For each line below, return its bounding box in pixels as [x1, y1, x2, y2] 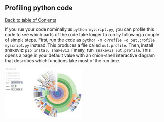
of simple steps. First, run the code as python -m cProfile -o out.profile [5, 37, 155, 43]
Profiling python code [5, 4, 73, 12]
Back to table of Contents [5, 17, 57, 23]
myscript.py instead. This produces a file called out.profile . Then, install [5, 42, 153, 48]
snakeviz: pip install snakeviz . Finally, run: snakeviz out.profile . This [5, 47, 151, 53]
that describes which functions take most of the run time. [5, 57, 121, 63]
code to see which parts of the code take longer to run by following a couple [5, 31, 160, 37]
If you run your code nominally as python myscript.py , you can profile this [5, 26, 154, 32]
